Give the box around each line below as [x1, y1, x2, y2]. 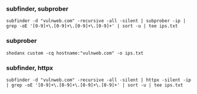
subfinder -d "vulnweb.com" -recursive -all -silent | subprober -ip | [6, 18, 186, 24]
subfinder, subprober [6, 5, 69, 13]
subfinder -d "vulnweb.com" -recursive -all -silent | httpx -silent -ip [6, 77, 192, 83]
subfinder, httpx [6, 63, 53, 72]
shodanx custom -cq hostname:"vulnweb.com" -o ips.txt [6, 50, 144, 56]
